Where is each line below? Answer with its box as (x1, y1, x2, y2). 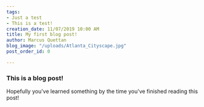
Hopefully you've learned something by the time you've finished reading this (6, 88, 198, 95)
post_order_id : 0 (6, 49, 51, 55)
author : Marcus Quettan (6, 37, 67, 43)
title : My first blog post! (6, 32, 78, 38)
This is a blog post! (6, 74, 64, 82)
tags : (6, 9, 20, 15)
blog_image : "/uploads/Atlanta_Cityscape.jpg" (6, 43, 127, 49)
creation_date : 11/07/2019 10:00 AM (6, 26, 99, 32)
